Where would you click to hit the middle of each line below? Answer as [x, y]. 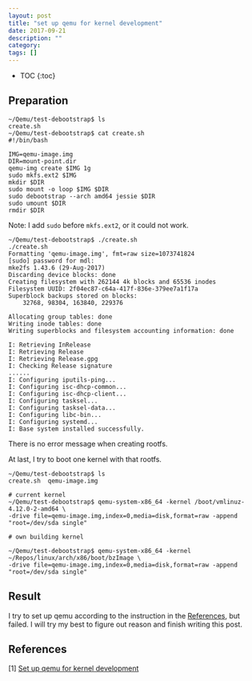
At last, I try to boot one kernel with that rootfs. [85, 459]
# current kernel [37, 495]
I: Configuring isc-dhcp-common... [68, 387]
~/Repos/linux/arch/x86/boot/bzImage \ [75, 558]
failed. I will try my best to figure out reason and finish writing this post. [125, 624]
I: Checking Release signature [60, 366]
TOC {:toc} [38, 76]
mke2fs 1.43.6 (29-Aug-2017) [57, 268]
